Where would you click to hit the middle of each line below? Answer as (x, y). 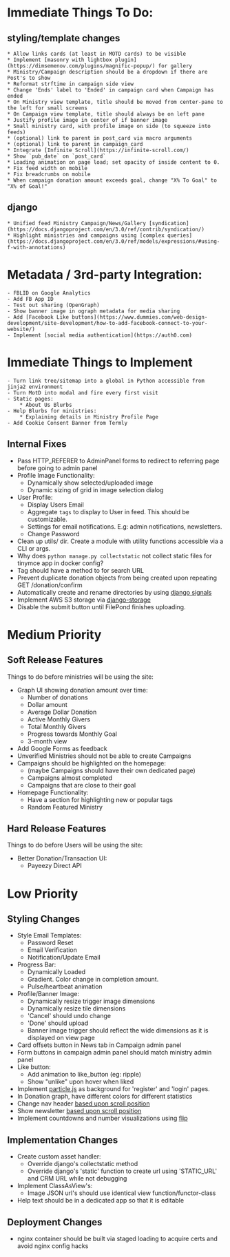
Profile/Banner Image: (48, 994)
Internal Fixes (37, 444)
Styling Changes (44, 919)
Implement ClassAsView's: (55, 1186)
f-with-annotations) (37, 247)
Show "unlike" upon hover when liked (81, 1081)
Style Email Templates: (49, 936)
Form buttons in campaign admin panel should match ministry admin (114, 1053)
